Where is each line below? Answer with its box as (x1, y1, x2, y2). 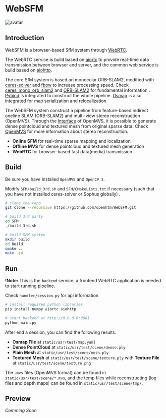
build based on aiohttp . (5, 67, 53, 73)
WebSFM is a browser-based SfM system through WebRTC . (5, 47, 128, 53)
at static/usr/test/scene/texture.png (12, 360, 91, 366)
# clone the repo (5, 200, 41, 206)
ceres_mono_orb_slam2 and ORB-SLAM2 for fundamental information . (5, 87, 150, 93)
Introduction (5, 34, 45, 42)
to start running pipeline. (5, 283, 55, 289)
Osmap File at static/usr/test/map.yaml (12, 339, 96, 345)
